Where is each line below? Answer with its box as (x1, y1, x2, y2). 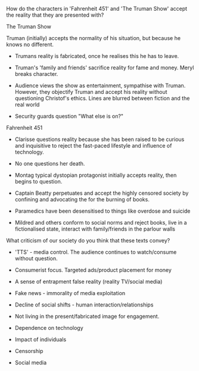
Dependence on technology (14, 324, 83, 331)
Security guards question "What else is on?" (14, 113, 124, 119)
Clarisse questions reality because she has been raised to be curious (14, 136, 185, 143)
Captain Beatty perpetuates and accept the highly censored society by (14, 189, 189, 197)
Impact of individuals (14, 336, 67, 343)
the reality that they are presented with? (6, 11, 104, 19)
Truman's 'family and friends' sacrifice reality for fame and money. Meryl (14, 64, 194, 71)
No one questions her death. (14, 160, 85, 167)
